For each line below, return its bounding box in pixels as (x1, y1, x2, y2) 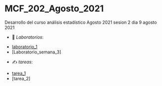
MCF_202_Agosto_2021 (4, 3, 104, 14)
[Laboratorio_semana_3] (11, 49, 61, 55)
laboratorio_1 (11, 43, 38, 49)
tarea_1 (11, 70, 26, 76)
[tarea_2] (11, 75, 31, 82)
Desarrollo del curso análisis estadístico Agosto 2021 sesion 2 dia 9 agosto (4, 19, 157, 25)
